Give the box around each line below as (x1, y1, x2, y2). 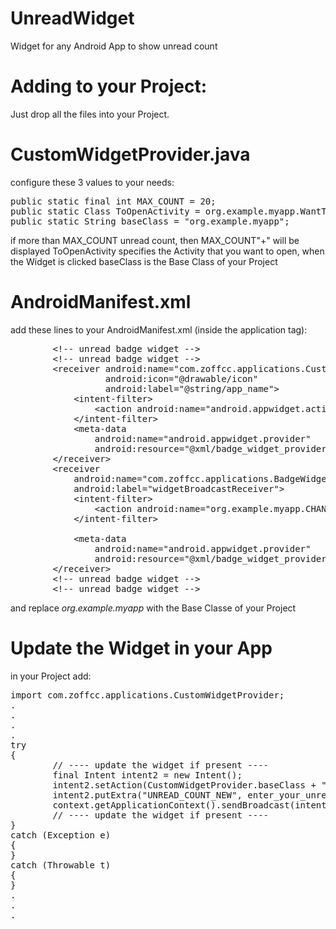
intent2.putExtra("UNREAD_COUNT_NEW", (52, 789, 243, 801)
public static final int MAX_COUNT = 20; (10, 195, 217, 207)
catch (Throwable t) (10, 859, 112, 871)
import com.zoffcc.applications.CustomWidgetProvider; (10, 689, 285, 701)
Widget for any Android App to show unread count (10, 40, 218, 52)
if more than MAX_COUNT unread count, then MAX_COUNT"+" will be (10, 234, 300, 246)
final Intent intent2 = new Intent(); (52, 769, 243, 781)
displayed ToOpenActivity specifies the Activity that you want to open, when (10, 245, 325, 257)
